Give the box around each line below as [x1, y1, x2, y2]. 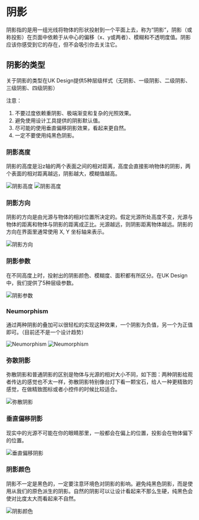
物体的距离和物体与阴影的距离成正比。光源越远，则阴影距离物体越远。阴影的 [6, 221, 193, 228]
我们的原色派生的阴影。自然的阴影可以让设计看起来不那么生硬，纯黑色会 [16, 487, 193, 495]
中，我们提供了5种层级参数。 [6, 279, 77, 286]
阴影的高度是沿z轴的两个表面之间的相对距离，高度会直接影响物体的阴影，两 [6, 162, 191, 170]
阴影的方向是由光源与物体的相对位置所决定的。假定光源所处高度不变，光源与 [6, 213, 193, 221]
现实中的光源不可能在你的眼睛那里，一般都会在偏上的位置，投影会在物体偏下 [6, 429, 193, 436]
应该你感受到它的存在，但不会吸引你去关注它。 [6, 41, 120, 48]
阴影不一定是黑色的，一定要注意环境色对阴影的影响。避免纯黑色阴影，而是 [6, 480, 188, 487]
